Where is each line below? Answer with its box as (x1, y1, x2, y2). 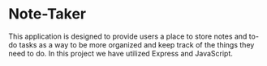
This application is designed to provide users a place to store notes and (8, 31, 248, 41)
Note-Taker (8, 5, 87, 23)
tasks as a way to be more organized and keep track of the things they (19, 39, 255, 49)
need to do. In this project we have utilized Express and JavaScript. (8, 48, 234, 58)
